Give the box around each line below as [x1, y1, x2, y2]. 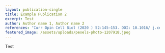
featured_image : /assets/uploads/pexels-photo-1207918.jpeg [5, 30, 131, 35]
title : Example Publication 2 [5, 12, 67, 17]
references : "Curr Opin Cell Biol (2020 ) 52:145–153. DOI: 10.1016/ [5, 26, 151, 30]
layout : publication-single [5, 7, 63, 12]
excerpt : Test [5, 16, 34, 21]
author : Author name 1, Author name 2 [5, 21, 84, 26]
